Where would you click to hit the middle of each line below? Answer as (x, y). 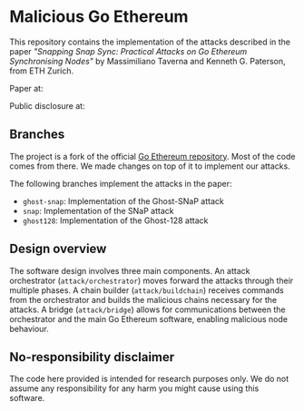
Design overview (58, 249)
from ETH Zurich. (42, 71)
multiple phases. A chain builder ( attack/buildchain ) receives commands (147, 290)
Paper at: (26, 88)
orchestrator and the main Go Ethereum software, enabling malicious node (149, 318)
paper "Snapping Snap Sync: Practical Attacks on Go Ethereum (128, 51)
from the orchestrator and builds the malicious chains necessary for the (143, 299)
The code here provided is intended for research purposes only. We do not (149, 379)
